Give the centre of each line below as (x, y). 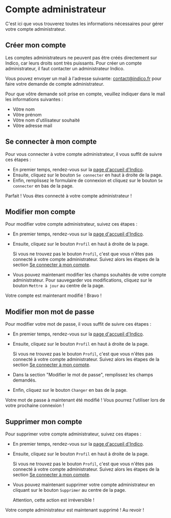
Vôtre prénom (27, 114)
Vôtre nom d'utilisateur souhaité (46, 120)
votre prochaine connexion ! (35, 406)
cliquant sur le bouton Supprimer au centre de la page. (69, 490)
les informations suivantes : (34, 99)
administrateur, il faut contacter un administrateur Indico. (65, 68)
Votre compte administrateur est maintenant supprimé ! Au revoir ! (75, 510)
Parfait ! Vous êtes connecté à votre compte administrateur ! (68, 195)
